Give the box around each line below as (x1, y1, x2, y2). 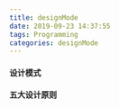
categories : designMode (9, 38, 99, 48)
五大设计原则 (9, 89, 57, 100)
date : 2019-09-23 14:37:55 (9, 22, 111, 31)
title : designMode (9, 13, 78, 22)
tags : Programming (9, 30, 78, 39)
